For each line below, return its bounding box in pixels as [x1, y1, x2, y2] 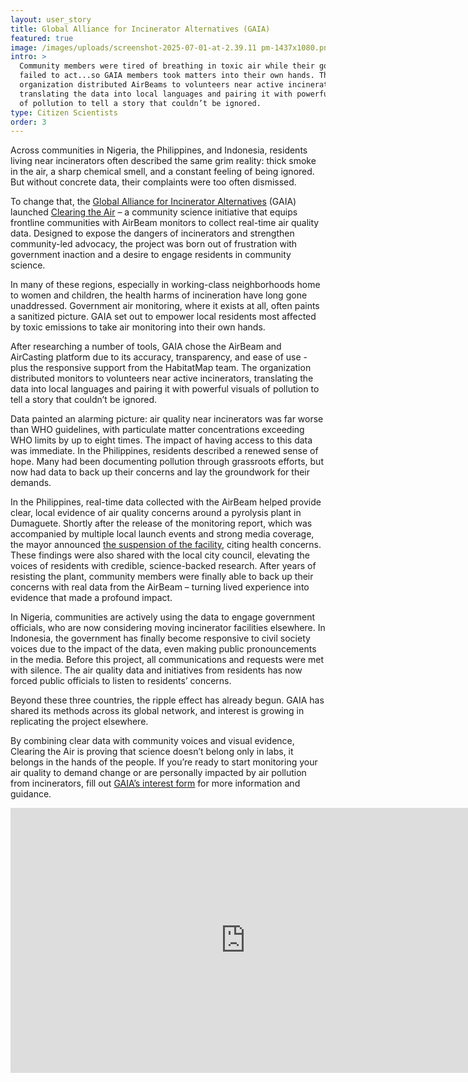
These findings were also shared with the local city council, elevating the [10, 549, 311, 561]
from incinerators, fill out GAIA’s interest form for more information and [10, 777, 301, 790]
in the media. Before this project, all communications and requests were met [10, 654, 325, 666]
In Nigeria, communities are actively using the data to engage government [10, 611, 315, 623]
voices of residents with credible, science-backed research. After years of [10, 560, 317, 572]
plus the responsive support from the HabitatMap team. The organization [10, 362, 312, 374]
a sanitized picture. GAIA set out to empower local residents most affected [10, 311, 317, 323]
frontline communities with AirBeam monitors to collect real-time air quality [10, 217, 320, 229]
